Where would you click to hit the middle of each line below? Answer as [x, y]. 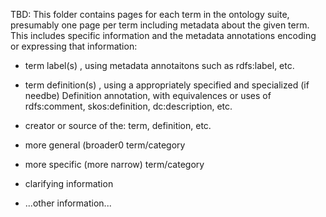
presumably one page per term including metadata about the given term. [160, 25]
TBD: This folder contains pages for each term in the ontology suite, [150, 14]
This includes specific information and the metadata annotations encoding [163, 35]
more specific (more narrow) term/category [114, 164]
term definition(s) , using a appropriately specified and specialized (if [167, 85]
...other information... [68, 203]
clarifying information [69, 183]
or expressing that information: [74, 46]
